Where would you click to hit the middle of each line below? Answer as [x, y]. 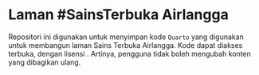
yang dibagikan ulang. [45, 62]
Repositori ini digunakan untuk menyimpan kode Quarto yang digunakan [126, 37]
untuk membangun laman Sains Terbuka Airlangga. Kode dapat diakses [126, 45]
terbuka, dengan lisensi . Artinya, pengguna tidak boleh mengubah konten [129, 53]
